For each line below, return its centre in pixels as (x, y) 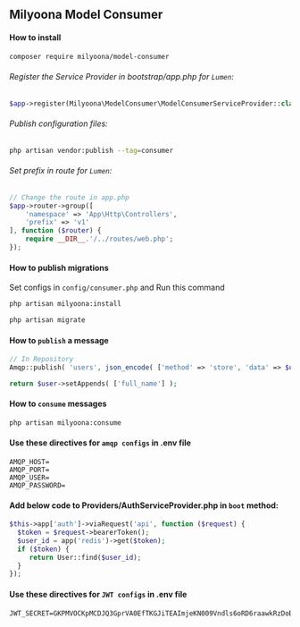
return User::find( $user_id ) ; (85, 557)
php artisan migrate (48, 320)
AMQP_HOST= (29, 462)
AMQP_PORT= (29, 470)
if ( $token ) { (43, 549)
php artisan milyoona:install (66, 304)
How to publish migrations (59, 267)
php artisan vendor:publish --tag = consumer (92, 150)
